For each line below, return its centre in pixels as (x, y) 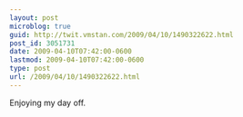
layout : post (34, 18)
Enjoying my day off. (48, 102)
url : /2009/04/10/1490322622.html (75, 77)
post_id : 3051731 (42, 43)
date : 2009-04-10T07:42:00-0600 (71, 52)
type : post (30, 69)
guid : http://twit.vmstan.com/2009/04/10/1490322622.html (121, 34)
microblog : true (40, 26)
